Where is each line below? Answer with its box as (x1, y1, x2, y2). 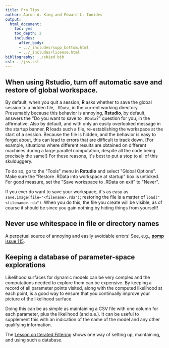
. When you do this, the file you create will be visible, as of (41, 199, 162, 205)
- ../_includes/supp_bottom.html (18, 45, 89, 50)
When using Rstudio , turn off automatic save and (5, 78, 162, 86)
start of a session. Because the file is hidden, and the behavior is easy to (5, 132, 156, 138)
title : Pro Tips (5, 7, 39, 13)
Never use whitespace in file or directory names (5, 220, 159, 228)
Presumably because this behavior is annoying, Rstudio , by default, (5, 110, 146, 116)
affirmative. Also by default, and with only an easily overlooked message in (5, 121, 161, 127)
